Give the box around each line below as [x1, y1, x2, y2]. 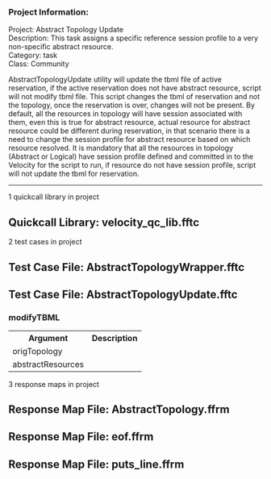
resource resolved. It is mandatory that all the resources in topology [8, 144, 234, 153]
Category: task [8, 51, 58, 60]
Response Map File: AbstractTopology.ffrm [8, 402, 230, 417]
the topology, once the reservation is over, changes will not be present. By [8, 100, 256, 110]
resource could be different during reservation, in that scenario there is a [8, 126, 250, 135]
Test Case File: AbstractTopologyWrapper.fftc [8, 260, 245, 274]
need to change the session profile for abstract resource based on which [8, 135, 251, 144]
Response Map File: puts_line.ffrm [8, 457, 185, 471]
